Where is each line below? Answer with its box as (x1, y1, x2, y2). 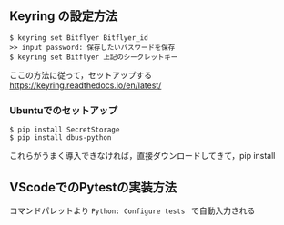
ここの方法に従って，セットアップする (9, 69, 153, 80)
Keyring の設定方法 (9, 8, 118, 24)
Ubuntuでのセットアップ (9, 103, 118, 116)
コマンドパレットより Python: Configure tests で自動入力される (9, 205, 256, 216)
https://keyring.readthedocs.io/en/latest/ (9, 80, 162, 91)
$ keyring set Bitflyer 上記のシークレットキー (9, 53, 178, 62)
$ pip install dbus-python (9, 133, 112, 142)
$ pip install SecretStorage (9, 125, 120, 134)
